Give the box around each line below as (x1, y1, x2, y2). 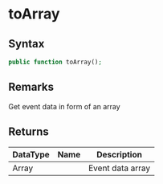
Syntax (8, 37, 45, 51)
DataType (12, 149, 50, 160)
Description (96, 149, 143, 160)
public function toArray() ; (8, 58, 103, 66)
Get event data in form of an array (8, 101, 120, 111)
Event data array (88, 162, 151, 174)
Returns (8, 125, 50, 139)
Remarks (8, 80, 55, 94)
